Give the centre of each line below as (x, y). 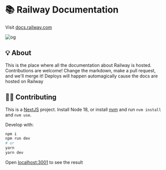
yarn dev (14, 153)
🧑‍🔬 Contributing (31, 97)
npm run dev (18, 139)
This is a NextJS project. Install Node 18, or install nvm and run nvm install (83, 109)
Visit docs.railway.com (29, 27)
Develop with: (19, 124)
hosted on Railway (24, 81)
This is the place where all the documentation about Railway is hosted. (78, 65)
